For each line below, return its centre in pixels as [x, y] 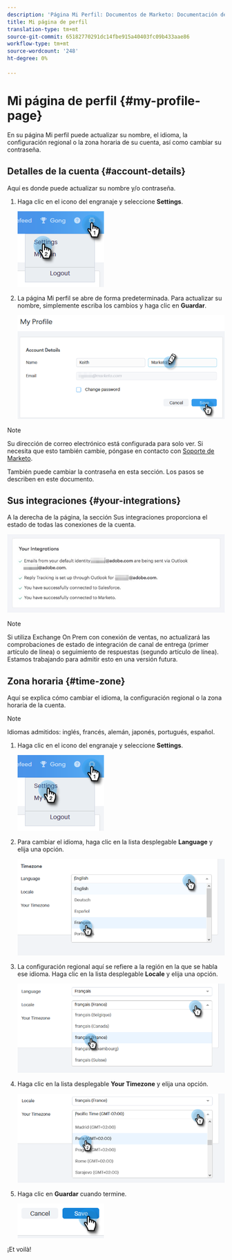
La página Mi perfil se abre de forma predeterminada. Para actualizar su [119, 298]
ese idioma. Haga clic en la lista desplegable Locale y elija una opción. [118, 974]
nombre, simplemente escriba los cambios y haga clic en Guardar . [112, 305]
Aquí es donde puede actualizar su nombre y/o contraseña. [91, 188]
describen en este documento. [51, 479]
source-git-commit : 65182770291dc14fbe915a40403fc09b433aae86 [98, 37]
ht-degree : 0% [28, 59]
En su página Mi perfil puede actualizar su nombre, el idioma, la [97, 134]
